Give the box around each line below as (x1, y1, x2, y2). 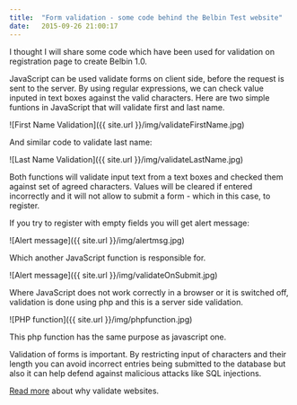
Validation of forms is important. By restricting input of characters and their (9, 348, 287, 359)
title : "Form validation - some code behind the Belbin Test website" (9, 13, 283, 22)
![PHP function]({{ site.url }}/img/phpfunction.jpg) (9, 313, 193, 324)
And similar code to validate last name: (9, 136, 153, 147)
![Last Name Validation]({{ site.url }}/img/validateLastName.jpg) (9, 154, 244, 164)
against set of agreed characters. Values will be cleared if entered (9, 180, 253, 191)
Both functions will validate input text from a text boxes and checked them (9, 172, 284, 182)
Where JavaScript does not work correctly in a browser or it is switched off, (9, 286, 289, 297)
